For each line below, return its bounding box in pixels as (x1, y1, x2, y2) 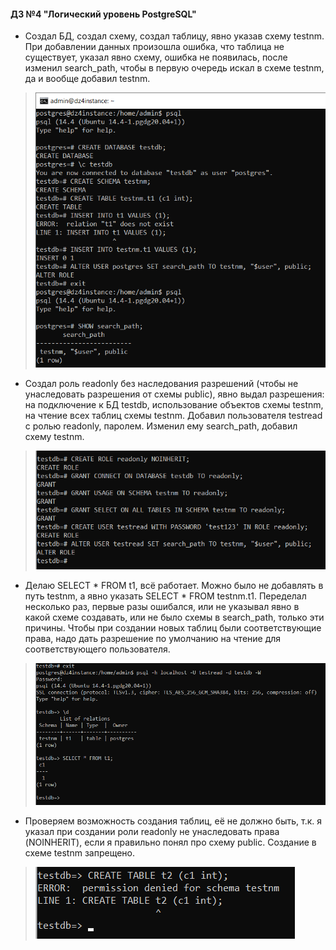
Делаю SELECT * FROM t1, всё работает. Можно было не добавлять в (24, 580, 324, 592)
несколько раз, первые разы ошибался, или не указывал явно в (24, 601, 300, 613)
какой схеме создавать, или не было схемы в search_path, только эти (24, 611, 325, 624)
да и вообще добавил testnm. (24, 73, 151, 85)
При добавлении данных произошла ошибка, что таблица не (24, 41, 285, 53)
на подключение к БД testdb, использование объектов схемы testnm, (24, 398, 324, 410)
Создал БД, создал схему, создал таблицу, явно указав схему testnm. (24, 30, 325, 42)
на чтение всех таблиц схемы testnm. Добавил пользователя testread (24, 409, 323, 421)
